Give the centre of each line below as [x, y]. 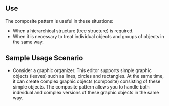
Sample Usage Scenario [44, 58]
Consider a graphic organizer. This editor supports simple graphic [82, 70]
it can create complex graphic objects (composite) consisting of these [87, 81]
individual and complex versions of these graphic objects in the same [86, 92]
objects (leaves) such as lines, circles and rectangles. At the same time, [88, 76]
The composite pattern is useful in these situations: [59, 21]
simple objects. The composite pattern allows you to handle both [81, 86]
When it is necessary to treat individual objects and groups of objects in [88, 36]
